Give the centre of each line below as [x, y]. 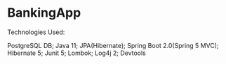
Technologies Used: [36, 32]
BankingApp [44, 13]
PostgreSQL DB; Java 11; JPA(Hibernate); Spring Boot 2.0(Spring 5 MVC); [113, 45]
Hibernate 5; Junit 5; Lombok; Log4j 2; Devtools [77, 53]
